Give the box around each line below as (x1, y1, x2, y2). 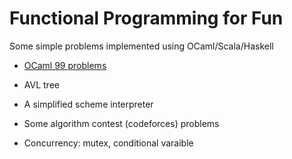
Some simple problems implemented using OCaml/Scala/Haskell (9, 40, 274, 52)
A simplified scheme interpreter (23, 98, 154, 110)
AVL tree (23, 78, 60, 91)
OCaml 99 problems (23, 59, 107, 71)
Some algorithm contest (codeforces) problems (23, 117, 220, 129)
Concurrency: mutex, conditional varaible (23, 137, 194, 149)
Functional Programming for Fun (9, 7, 284, 30)
